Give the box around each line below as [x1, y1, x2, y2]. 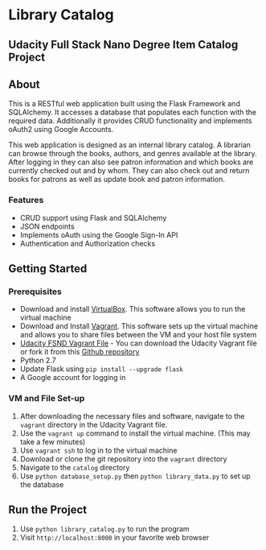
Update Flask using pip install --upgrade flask [19, 364, 183, 374]
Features [8, 195, 44, 206]
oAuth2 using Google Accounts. [8, 125, 114, 134]
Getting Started [8, 262, 88, 275]
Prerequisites [8, 286, 62, 297]
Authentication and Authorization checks [19, 238, 155, 248]
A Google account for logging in [19, 373, 126, 383]
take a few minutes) [19, 436, 86, 446]
